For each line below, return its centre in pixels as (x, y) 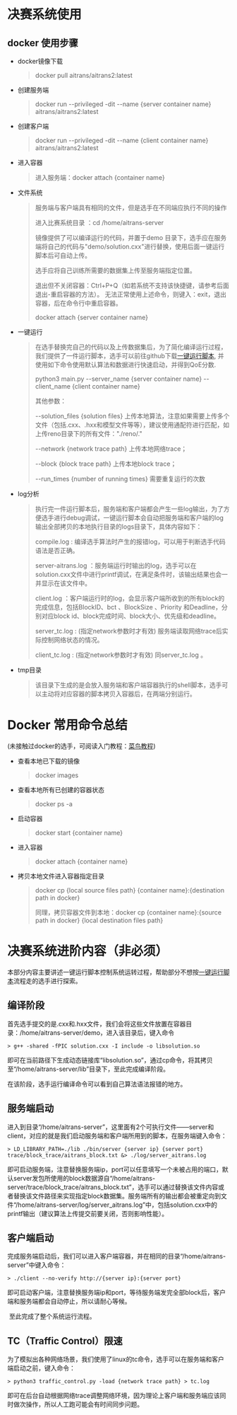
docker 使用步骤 (43, 43)
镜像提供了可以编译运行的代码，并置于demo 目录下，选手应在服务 (131, 237)
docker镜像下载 (40, 61)
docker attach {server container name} (92, 317)
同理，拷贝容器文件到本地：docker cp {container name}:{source (128, 912)
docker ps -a (54, 803)
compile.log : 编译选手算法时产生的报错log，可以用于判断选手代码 (130, 542)
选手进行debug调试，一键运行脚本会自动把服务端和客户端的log (133, 518)
